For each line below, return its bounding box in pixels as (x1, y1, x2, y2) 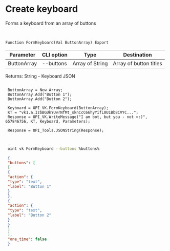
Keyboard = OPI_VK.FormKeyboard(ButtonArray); (7, 105, 109, 110)
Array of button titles (112, 60, 163, 67)
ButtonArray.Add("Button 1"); (7, 92, 72, 97)
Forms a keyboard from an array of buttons (5, 20, 96, 26)
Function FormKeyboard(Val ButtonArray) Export (5, 40, 109, 45)
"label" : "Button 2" (7, 213, 52, 218)
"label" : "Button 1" (7, 184, 52, 189)
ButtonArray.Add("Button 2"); (7, 96, 72, 102)
